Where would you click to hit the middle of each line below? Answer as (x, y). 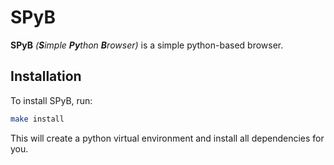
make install (37, 119)
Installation (46, 76)
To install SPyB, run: (51, 100)
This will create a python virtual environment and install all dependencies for (167, 138)
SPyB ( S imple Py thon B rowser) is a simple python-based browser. (147, 45)
